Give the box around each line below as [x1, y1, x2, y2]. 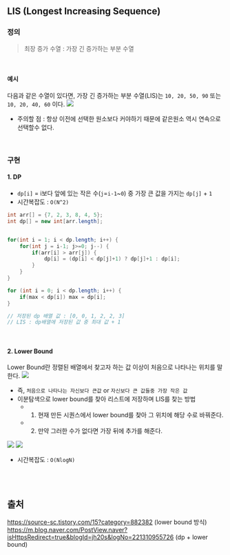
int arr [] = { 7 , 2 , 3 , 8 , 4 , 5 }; [7, 211, 103, 219]
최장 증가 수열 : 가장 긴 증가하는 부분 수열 [23, 44, 134, 52]
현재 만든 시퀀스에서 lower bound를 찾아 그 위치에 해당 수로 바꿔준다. [37, 411, 224, 419]
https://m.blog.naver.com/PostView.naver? [7, 526, 128, 534]
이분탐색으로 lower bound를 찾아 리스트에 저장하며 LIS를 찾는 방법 [17, 395, 196, 404]
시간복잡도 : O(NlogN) [17, 456, 76, 464]
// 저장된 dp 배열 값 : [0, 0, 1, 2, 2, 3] [7, 313, 125, 320]
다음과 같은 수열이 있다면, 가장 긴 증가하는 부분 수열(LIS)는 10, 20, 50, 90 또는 [7, 91, 222, 99]
